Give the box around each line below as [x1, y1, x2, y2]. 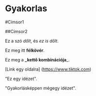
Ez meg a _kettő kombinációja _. [5, 57, 70, 62]
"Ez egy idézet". [5, 76, 38, 81]
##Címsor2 [5, 28, 28, 34]
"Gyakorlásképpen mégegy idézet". [5, 85, 77, 91]
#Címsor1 [5, 19, 24, 25]
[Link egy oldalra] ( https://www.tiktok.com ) [5, 66, 92, 72]
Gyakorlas [5, 3, 48, 14]
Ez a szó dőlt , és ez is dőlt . [5, 38, 59, 44]
